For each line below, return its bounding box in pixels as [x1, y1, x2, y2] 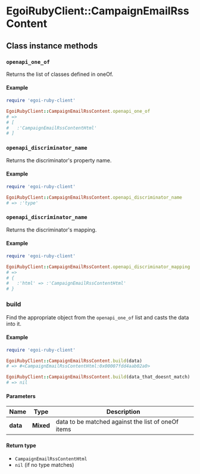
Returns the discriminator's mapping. [6, 226, 97, 233]
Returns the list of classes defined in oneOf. [6, 70, 114, 78]
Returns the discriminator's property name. [6, 156, 112, 164]
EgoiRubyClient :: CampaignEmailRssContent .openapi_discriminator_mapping [6, 264, 190, 270]
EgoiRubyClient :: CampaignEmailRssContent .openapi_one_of [6, 108, 151, 114]
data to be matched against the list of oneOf [55, 418, 179, 426]
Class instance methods [6, 41, 98, 51]
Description [106, 408, 140, 416]
